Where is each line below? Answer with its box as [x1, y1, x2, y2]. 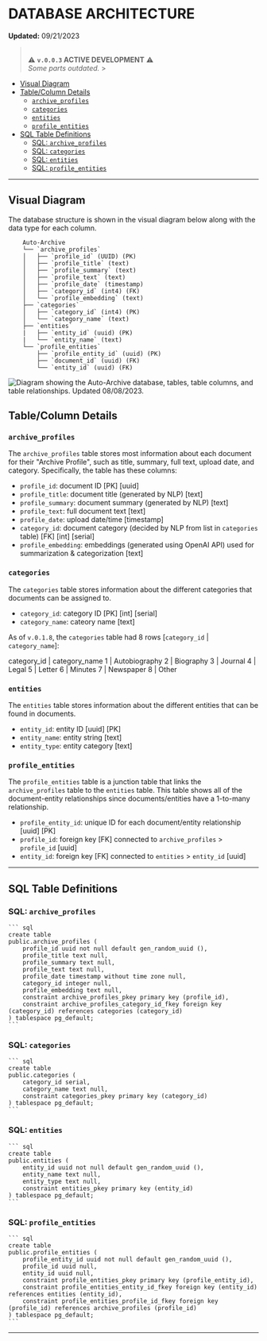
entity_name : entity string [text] [19, 732, 122, 743]
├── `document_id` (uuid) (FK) [37, 357, 141, 365]
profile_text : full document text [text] [19, 506, 146, 516]
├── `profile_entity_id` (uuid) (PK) [37, 350, 161, 357]
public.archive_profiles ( [8, 938, 98, 946]
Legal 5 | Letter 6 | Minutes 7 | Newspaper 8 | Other [8, 664, 177, 674]
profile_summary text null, [22, 959, 115, 967]
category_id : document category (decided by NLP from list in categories [19, 524, 258, 533]
